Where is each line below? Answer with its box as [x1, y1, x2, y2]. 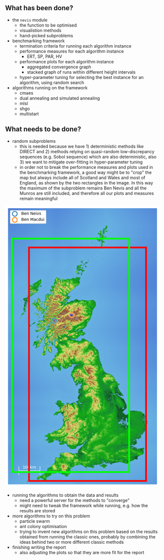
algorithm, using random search [19, 80, 84, 85]
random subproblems [12, 138, 56, 144]
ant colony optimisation [19, 523, 67, 529]
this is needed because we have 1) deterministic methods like [19, 143, 144, 149]
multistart [19, 110, 39, 117]
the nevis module [12, 17, 48, 23]
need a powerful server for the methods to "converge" [19, 497, 130, 503]
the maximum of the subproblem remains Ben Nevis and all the [19, 185, 147, 191]
